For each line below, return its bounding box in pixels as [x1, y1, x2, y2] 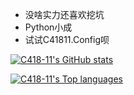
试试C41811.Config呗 [24, 34, 110, 45]
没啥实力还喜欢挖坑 [24, 9, 105, 20]
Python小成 [24, 21, 73, 33]
